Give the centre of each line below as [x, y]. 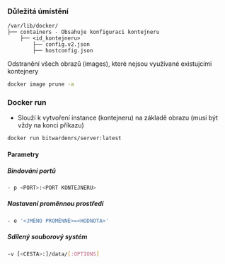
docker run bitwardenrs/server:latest [64, 138]
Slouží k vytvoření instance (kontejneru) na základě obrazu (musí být [117, 118]
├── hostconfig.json [63, 51]
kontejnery [23, 71]
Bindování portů [32, 171]
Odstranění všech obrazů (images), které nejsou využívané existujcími [110, 64]
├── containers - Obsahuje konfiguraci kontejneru [83, 32]
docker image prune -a [41, 84]
